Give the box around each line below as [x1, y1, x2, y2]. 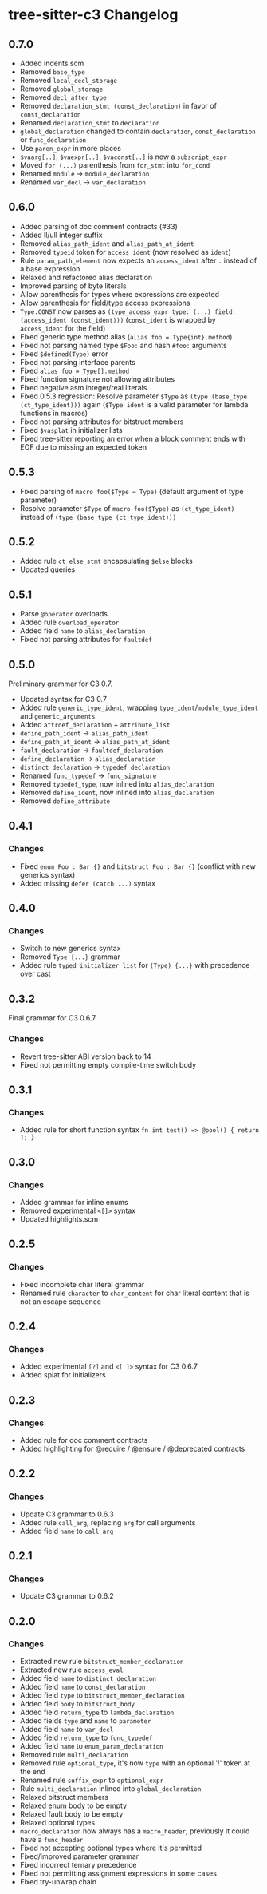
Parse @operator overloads [19, 609, 108, 619]
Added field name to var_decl [19, 1725, 114, 1734]
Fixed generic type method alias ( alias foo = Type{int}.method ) [19, 331, 233, 341]
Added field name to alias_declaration [19, 626, 146, 636]
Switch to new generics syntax [19, 944, 121, 953]
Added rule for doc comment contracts [19, 1435, 148, 1444]
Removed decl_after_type [19, 93, 107, 101]
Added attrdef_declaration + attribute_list [19, 720, 171, 730]
